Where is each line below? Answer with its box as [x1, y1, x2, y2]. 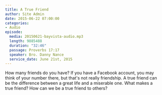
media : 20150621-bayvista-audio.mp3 [9, 34, 83, 39]
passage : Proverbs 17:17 [9, 47, 60, 52]
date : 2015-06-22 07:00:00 [5, 16, 60, 21]
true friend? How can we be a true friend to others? [5, 85, 108, 91]
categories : [5, 20, 29, 26]
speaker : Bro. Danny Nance [9, 52, 64, 57]
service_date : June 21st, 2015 [9, 57, 73, 62]
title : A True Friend [5, 7, 49, 12]
